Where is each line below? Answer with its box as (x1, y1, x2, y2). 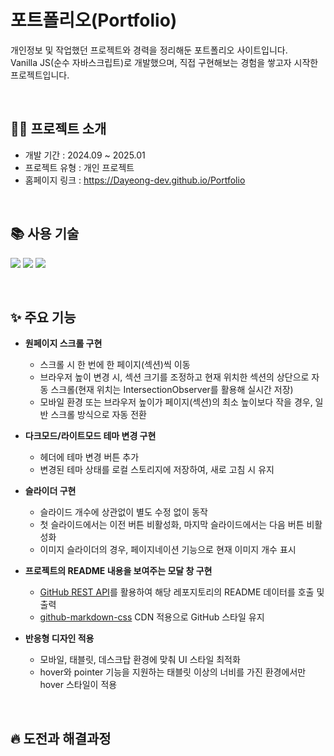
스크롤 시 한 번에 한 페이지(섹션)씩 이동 (39, 359, 191, 371)
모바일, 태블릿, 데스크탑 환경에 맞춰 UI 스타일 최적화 (39, 654, 241, 666)
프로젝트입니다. (10, 69, 70, 81)
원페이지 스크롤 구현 (24, 337, 103, 350)
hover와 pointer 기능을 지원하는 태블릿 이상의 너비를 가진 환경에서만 (39, 666, 307, 678)
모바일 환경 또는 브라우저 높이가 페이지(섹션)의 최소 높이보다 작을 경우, (39, 396, 313, 408)
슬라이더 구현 (24, 485, 77, 497)
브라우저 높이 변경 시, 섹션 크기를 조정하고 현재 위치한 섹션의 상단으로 (39, 371, 310, 383)
